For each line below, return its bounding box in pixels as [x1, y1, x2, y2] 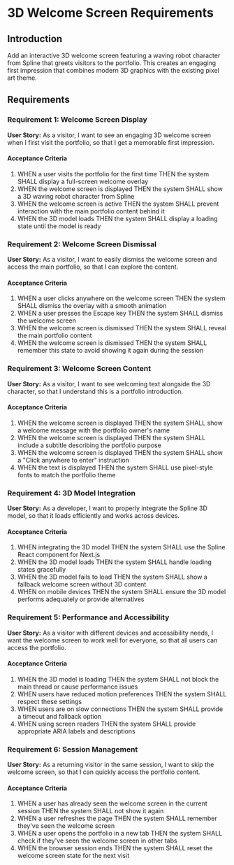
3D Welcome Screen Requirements [7, 5, 214, 21]
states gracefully [17, 565, 66, 574]
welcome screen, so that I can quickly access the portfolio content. [7, 768, 200, 776]
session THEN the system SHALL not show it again [17, 807, 164, 815]
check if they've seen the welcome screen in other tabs [17, 836, 177, 845]
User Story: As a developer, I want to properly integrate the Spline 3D [7, 504, 208, 512]
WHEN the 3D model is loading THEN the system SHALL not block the [17, 675, 219, 683]
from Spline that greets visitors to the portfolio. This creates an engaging [7, 59, 217, 67]
